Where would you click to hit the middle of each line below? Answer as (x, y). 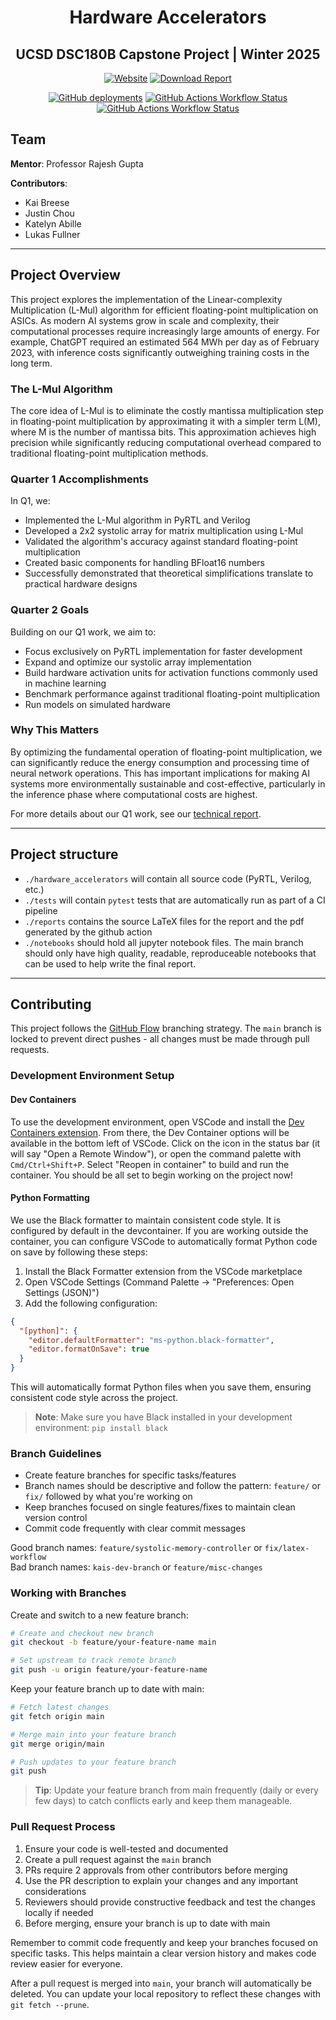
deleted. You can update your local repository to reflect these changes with (166, 1993)
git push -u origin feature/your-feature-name (109, 1670)
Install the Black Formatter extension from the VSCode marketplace (163, 1271)
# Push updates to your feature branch (93, 1762)
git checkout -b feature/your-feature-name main (113, 1642)
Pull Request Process (63, 1827)
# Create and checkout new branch (82, 1633)
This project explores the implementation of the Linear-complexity (146, 299)
